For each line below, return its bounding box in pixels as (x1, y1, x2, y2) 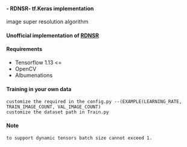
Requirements (6, 46, 43, 53)
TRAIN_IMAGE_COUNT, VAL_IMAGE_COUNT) (6, 104, 101, 110)
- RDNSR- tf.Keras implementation (6, 5, 94, 12)
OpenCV (14, 65, 37, 72)
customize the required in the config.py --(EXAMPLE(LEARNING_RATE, (6, 99, 182, 105)
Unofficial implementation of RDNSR (6, 32, 100, 39)
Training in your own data (6, 85, 72, 92)
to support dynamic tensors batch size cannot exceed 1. (6, 135, 153, 141)
